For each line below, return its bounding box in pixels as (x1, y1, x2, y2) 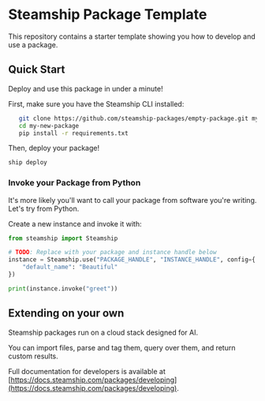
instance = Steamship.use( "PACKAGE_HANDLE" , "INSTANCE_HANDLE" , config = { (8, 256, 256, 264)
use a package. (8, 39, 58, 49)
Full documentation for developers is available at (8, 366, 166, 376)
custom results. (8, 351, 59, 361)
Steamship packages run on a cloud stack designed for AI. (8, 328, 199, 337)
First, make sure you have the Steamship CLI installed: (8, 99, 185, 108)
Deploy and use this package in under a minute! (8, 84, 163, 93)
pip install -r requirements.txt (18, 129, 129, 137)
